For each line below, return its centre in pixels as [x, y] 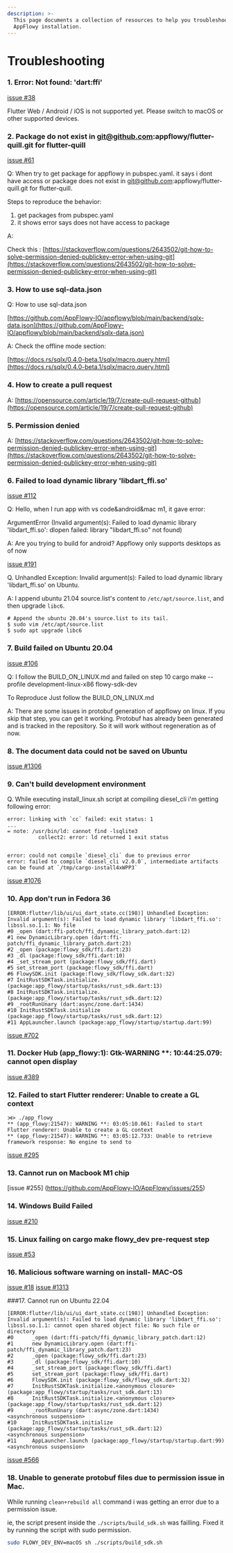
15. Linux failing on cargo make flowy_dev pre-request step [109, 1239]
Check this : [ [26, 250]
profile [17, 684]
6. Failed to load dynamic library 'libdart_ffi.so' [87, 481]
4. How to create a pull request [60, 385]
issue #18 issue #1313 [38, 1287]
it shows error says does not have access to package [93, 223]
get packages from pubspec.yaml [65, 215]
